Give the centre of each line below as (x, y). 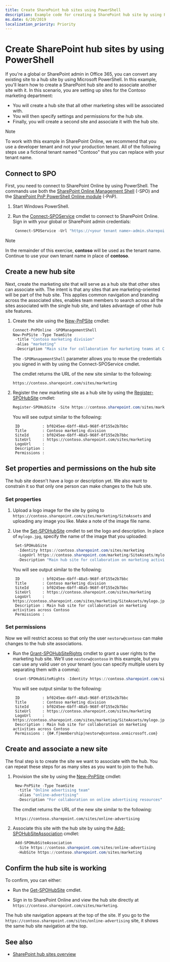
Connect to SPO (31, 173)
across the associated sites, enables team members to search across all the (84, 300)
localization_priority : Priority (40, 24)
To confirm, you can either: (33, 880)
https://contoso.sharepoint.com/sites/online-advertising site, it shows (82, 921)
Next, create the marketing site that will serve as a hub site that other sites (83, 284)
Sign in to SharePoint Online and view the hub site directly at (76, 900)
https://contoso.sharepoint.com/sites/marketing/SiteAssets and (82, 516)
